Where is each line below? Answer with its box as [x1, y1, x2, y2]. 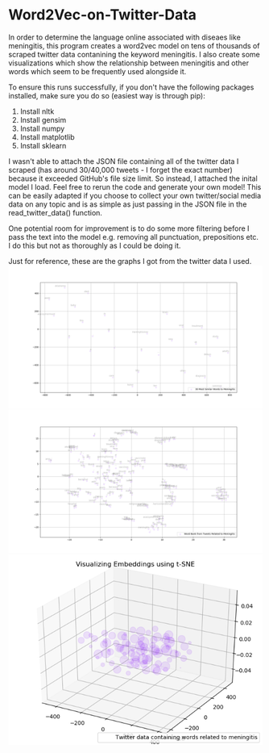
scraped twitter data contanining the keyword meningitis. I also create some [8, 49, 260, 59]
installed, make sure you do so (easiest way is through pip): [8, 90, 205, 100]
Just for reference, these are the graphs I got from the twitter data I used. [8, 256, 252, 266]
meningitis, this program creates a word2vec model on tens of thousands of [8, 40, 260, 50]
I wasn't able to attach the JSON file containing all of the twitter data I [8, 156, 239, 166]
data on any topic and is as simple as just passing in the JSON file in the [8, 199, 247, 209]
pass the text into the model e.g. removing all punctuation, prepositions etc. [8, 232, 259, 241]
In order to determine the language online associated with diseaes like [8, 32, 242, 42]
